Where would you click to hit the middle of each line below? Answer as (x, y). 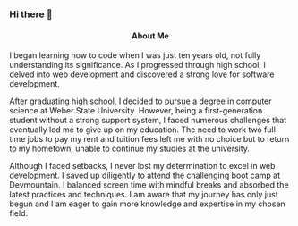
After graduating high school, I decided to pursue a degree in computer (140, 101)
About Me (150, 36)
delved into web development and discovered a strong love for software (142, 74)
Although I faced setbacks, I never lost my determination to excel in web (142, 166)
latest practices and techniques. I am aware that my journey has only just (144, 195)
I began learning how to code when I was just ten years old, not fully (135, 55)
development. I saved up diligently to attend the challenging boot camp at (145, 176)
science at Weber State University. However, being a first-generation (136, 111)
